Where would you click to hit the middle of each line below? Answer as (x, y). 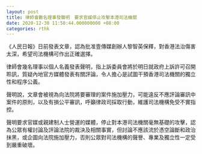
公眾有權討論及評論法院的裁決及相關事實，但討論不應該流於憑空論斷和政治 (103, 130)
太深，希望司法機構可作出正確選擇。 (51, 54)
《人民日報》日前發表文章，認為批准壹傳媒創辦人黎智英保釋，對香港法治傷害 (101, 46)
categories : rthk (28, 29)
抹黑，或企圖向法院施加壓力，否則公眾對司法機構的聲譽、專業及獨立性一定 (98, 137)
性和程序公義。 (25, 82)
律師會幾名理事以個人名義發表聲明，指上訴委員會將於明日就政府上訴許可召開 (101, 67)
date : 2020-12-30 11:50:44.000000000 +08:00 (63, 23)
